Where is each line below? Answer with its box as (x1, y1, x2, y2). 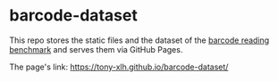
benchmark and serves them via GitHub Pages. (9, 44, 183, 54)
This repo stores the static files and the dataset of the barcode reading (9, 35, 270, 45)
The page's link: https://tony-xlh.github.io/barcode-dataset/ (9, 61, 229, 72)
